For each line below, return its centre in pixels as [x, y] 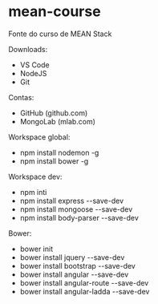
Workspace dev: [35, 176]
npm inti [33, 192]
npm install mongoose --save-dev [76, 209]
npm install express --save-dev [72, 201]
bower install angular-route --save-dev [84, 282]
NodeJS [33, 73]
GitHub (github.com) [54, 113]
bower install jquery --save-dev [72, 257]
